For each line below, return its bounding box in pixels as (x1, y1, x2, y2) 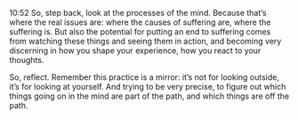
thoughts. (9, 55, 44, 65)
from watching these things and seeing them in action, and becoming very (9, 36, 282, 46)
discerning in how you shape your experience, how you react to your (9, 45, 262, 56)
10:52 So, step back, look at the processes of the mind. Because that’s (9, 8, 267, 18)
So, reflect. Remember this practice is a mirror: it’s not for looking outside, (9, 72, 280, 83)
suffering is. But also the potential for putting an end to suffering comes (9, 27, 271, 36)
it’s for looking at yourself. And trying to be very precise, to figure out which (9, 82, 286, 91)
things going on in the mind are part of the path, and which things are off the (9, 91, 290, 101)
